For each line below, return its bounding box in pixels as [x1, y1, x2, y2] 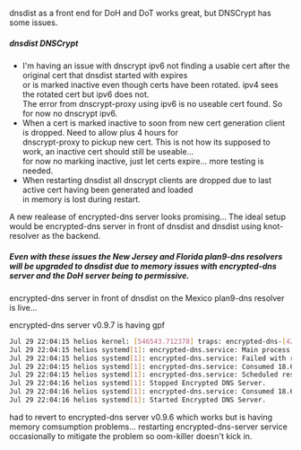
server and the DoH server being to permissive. [9, 269, 190, 281]
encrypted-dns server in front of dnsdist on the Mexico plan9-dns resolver [9, 292, 285, 304]
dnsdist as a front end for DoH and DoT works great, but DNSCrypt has [9, 8, 271, 18]
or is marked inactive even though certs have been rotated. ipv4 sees [21, 79, 279, 90]
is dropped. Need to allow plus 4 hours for [21, 127, 179, 137]
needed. [21, 165, 54, 176]
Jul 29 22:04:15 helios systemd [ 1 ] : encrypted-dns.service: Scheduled [9, 370, 279, 380]
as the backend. [41, 230, 101, 241]
